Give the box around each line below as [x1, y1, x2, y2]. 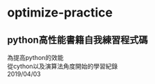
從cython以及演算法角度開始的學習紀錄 [7, 62, 118, 70]
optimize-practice [7, 5, 113, 21]
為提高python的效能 [7, 54, 64, 61]
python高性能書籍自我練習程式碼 [7, 34, 148, 45]
